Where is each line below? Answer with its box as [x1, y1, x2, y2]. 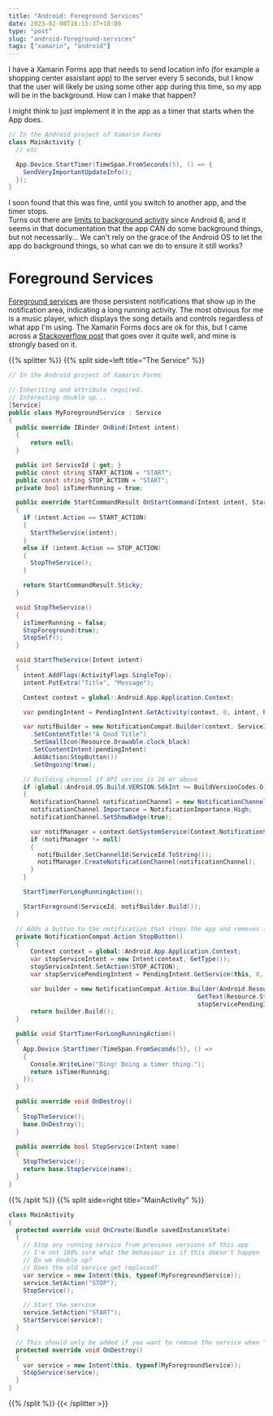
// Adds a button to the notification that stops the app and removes [15, 924, 260, 933]
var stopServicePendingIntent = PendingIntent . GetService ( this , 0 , [29, 970, 264, 978]
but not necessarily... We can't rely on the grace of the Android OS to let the [8, 233, 262, 243]
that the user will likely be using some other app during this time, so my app [8, 82, 262, 92]
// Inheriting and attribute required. [8, 386, 144, 395]
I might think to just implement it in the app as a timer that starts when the [8, 107, 254, 116]
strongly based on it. [8, 339, 77, 350]
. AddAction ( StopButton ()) [29, 753, 118, 761]
